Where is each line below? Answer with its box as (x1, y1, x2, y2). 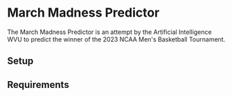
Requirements (7, 78, 69, 91)
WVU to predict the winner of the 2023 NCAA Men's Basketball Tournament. (7, 35, 226, 43)
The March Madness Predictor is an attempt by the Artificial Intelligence (7, 28, 213, 36)
